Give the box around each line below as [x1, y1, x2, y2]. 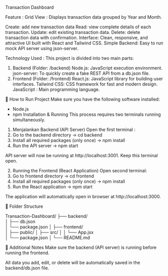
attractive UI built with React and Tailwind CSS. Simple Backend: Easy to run [5, 40, 163, 46]
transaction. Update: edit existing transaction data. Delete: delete [5, 29, 140, 35]
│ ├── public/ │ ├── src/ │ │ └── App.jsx [5, 229, 94, 235]
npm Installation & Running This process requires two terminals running [12, 111, 161, 117]
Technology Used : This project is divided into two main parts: [5, 55, 134, 61]
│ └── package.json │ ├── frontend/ [5, 224, 83, 229]
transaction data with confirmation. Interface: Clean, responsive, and [5, 35, 148, 40]
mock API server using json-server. [5, 45, 79, 51]
